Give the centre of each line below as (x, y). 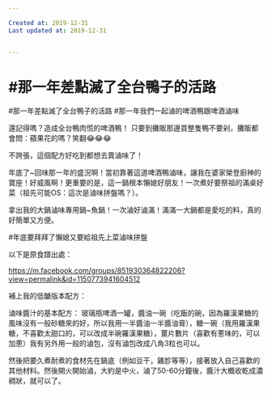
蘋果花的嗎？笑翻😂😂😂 (70, 138)
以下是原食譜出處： (40, 255)
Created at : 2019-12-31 (49, 23)
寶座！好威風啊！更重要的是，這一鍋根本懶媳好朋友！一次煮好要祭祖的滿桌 (132, 183)
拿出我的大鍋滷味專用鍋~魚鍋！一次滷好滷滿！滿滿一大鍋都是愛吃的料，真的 (135, 210)
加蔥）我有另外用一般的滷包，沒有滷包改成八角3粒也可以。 (106, 344)
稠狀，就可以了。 (37, 381)
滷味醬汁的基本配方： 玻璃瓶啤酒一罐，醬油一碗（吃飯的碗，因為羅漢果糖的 (134, 313)
